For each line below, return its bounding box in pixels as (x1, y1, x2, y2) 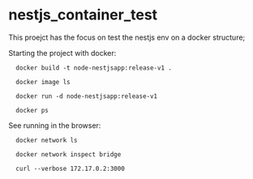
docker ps (15, 106, 49, 114)
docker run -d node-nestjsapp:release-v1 (15, 92, 158, 100)
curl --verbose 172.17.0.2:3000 (15, 164, 126, 173)
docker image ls (15, 78, 71, 86)
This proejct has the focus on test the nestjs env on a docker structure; (8, 32, 246, 42)
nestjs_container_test (8, 6, 158, 24)
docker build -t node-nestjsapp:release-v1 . (15, 63, 173, 72)
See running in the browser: (8, 120, 101, 130)
